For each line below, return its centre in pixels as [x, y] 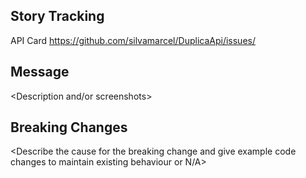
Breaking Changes [69, 127]
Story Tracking [57, 16]
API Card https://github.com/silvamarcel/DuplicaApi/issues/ [133, 40]
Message [40, 72]
